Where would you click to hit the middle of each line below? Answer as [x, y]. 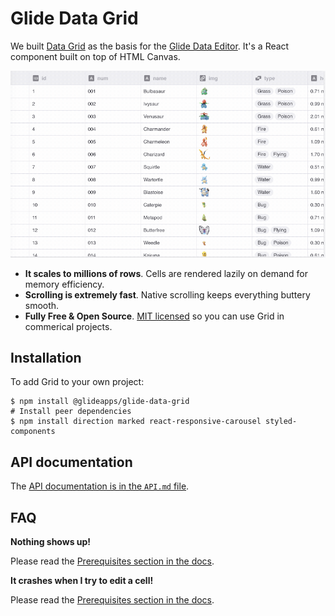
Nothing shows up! [51, 541]
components [33, 432]
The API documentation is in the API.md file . [100, 486]
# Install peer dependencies [71, 412]
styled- [281, 422]
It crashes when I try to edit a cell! [82, 580]
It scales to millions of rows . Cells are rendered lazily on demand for [166, 273]
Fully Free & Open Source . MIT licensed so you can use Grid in [154, 316]
